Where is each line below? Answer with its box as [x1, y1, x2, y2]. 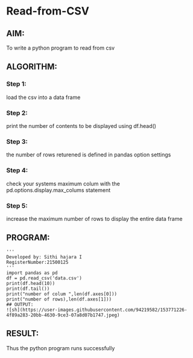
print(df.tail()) [6, 286, 50, 292]
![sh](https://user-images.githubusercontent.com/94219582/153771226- [6, 307, 188, 313]
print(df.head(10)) [6, 280, 55, 286]
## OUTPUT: [6, 301, 34, 307]
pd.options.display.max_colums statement [6, 186, 111, 194]
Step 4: [6, 166, 28, 174]
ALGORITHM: [6, 62, 57, 72]
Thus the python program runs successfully [6, 344, 115, 351]
